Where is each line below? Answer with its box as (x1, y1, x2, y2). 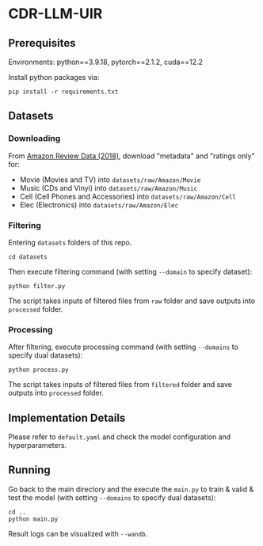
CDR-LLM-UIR (8, 5, 103, 23)
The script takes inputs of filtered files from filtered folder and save (8, 380, 232, 389)
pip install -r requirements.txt (8, 88, 119, 96)
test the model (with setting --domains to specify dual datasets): (8, 492, 216, 502)
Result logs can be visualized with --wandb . (8, 529, 148, 538)
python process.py (8, 366, 69, 374)
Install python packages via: (8, 73, 100, 82)
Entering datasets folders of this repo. (8, 237, 132, 247)
